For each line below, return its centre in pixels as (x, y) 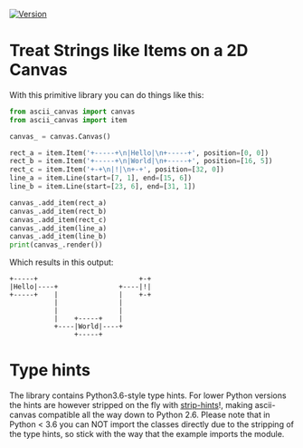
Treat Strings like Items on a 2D (129, 51)
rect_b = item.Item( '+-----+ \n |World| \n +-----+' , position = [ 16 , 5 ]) (141, 161)
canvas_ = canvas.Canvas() (60, 136)
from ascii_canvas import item (68, 120)
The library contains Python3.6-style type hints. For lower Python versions (148, 395)
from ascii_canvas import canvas (72, 112)
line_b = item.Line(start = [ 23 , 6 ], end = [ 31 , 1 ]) (103, 187)
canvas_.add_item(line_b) (58, 237)
